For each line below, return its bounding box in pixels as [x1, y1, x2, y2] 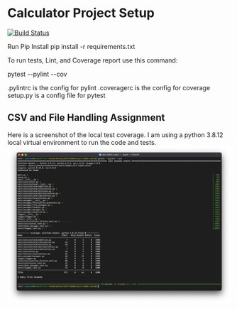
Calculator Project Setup [7, 5, 155, 21]
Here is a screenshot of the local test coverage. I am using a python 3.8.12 [7, 130, 224, 139]
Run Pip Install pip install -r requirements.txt [7, 42, 136, 50]
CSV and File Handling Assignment [7, 112, 165, 124]
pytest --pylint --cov [7, 70, 67, 78]
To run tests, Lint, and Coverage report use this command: [7, 55, 178, 65]
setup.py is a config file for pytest [7, 91, 106, 99]
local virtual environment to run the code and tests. [7, 138, 157, 146]
